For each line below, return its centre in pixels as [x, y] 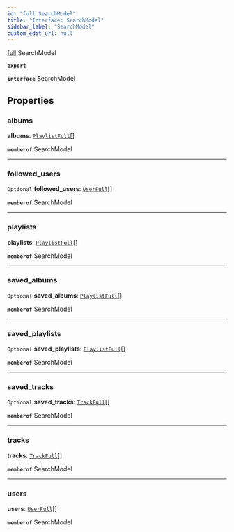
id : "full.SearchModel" [42, 14]
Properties [31, 101]
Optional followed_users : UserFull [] [60, 189]
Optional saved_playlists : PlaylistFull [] [67, 349]
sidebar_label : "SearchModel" [51, 26]
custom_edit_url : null [40, 33]
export [17, 66]
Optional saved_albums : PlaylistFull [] [65, 295]
